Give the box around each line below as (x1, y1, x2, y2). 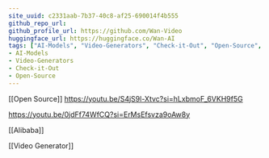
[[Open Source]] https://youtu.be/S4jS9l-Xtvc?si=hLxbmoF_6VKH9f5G (8, 94, 244, 103)
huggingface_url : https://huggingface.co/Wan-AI (8, 34, 175, 43)
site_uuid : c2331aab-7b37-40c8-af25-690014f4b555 (8, 11, 179, 20)
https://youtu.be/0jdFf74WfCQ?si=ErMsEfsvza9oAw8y (8, 110, 191, 119)
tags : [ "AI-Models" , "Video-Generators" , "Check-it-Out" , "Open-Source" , (8, 42, 263, 50)
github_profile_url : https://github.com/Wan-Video (8, 27, 183, 35)
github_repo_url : (8, 19, 67, 27)
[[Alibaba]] (8, 125, 44, 135)
